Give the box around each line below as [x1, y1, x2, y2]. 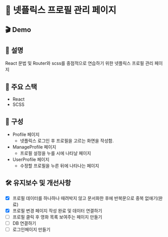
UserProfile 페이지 [12, 156, 50, 162]
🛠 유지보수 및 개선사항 [5, 178, 71, 187]
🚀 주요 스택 [5, 82, 38, 91]
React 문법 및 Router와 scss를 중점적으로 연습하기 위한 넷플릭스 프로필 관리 [5, 60, 154, 66]
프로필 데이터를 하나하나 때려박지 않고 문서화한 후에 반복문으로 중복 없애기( [12, 195, 159, 201]
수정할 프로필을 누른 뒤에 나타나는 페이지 [20, 163, 99, 169]
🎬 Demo [5, 25, 32, 34]
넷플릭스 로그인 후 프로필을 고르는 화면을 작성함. [20, 138, 114, 144]
